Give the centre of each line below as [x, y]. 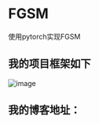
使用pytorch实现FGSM [44, 36]
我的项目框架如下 [49, 64]
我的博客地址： [44, 110]
